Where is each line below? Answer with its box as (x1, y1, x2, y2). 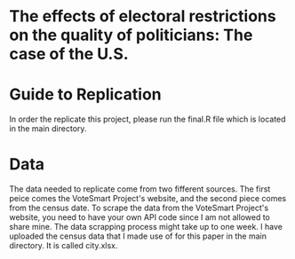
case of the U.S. (9, 44, 129, 64)
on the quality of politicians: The (9, 25, 253, 45)
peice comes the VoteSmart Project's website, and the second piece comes (9, 193, 287, 204)
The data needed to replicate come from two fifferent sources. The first (9, 184, 271, 194)
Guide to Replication (9, 84, 162, 105)
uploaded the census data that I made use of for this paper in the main (9, 231, 267, 241)
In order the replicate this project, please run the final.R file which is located (9, 114, 286, 125)
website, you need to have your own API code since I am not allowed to (9, 212, 271, 223)
